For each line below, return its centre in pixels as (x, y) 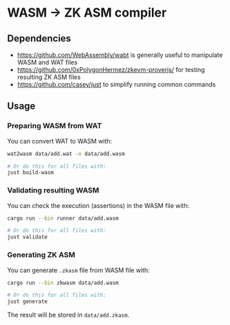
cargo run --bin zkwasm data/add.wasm (63, 283)
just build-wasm (30, 173)
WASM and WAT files (47, 62)
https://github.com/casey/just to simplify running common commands (116, 84)
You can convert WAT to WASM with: (60, 141)
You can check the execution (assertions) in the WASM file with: (98, 205)
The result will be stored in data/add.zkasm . (68, 315)
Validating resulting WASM (53, 191)
